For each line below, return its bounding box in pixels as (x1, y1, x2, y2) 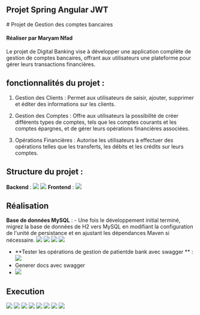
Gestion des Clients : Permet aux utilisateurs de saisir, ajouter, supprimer (14, 94, 195, 101)
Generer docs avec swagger (14, 261, 86, 269)
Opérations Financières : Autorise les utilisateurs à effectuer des (14, 136, 174, 144)
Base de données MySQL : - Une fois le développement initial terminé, (6, 216, 181, 224)
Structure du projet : (6, 167, 84, 177)
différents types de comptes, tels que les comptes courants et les (14, 118, 177, 126)
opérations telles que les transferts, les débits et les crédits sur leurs (14, 142, 184, 150)
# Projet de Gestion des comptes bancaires (6, 20, 113, 28)
